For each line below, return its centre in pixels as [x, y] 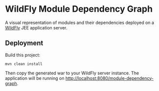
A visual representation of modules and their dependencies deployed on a [79, 23]
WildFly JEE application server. [36, 27]
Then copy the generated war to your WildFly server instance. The [72, 73]
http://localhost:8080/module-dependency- [110, 78]
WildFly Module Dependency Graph [79, 9]
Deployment [24, 43]
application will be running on [35, 78]
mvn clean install [24, 64]
